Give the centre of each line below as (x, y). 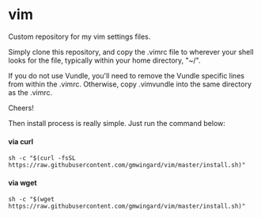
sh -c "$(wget (32, 200)
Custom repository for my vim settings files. (79, 36)
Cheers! (21, 108)
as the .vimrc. (30, 92)
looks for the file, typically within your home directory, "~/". (104, 60)
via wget (23, 182)
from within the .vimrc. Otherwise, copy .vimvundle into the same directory (130, 84)
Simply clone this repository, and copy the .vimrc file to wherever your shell (131, 52)
